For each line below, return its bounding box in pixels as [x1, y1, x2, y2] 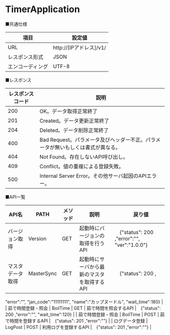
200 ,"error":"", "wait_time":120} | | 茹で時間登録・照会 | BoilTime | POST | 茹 [5, 311, 165, 317]
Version [28, 235, 47, 242]
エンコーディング [8, 63, 48, 70]
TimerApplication [5, 4, 80, 15]
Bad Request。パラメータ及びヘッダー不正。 [39, 136, 146, 143]
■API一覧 [5, 194, 26, 200]
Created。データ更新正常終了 [39, 117, 110, 124]
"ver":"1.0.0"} [114, 241, 148, 248]
